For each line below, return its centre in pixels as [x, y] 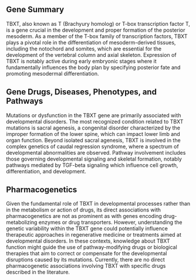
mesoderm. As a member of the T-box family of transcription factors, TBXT [97, 36]
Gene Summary [35, 10]
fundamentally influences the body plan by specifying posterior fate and [93, 67]
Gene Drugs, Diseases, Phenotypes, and [82, 92]
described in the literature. [38, 272]
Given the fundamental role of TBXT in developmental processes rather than [98, 204]
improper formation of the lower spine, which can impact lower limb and [93, 134]
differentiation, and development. [46, 171]
